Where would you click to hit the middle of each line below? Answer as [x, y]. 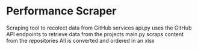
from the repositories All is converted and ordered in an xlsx [81, 40]
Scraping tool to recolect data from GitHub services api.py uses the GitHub [99, 28]
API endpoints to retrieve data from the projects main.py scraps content [95, 34]
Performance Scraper [61, 11]
